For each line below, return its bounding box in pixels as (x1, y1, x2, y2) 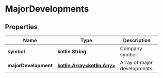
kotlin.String (57, 48, 86, 55)
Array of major (120, 59, 153, 66)
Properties (5, 23, 38, 31)
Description (123, 37, 151, 44)
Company (120, 45, 142, 52)
